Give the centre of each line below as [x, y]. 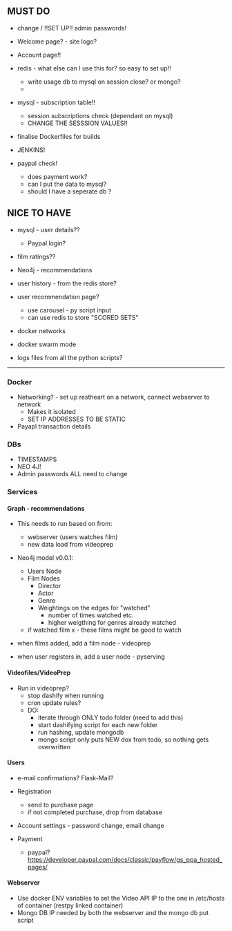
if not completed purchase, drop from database [95, 812]
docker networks [41, 330]
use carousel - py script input [69, 310]
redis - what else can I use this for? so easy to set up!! [94, 68]
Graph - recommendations [46, 508]
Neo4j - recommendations [55, 270]
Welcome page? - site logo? [57, 41]
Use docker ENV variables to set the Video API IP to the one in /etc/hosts [121, 898]
